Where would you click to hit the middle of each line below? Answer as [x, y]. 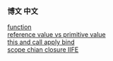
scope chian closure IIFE [43, 50]
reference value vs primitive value [56, 35]
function [19, 27]
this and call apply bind [41, 42]
